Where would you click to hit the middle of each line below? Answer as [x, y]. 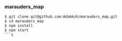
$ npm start [16, 30]
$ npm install [19, 26]
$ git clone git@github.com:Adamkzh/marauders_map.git [61, 17]
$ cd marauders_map [24, 21]
